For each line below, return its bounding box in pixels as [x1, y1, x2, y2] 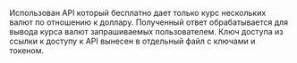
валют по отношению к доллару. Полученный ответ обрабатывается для [9, 17, 289, 28]
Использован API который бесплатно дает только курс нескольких [9, 8, 267, 18]
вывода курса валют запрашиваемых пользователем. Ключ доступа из [9, 27, 284, 36]
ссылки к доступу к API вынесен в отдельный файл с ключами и [9, 35, 256, 46]
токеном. [9, 45, 45, 56]
